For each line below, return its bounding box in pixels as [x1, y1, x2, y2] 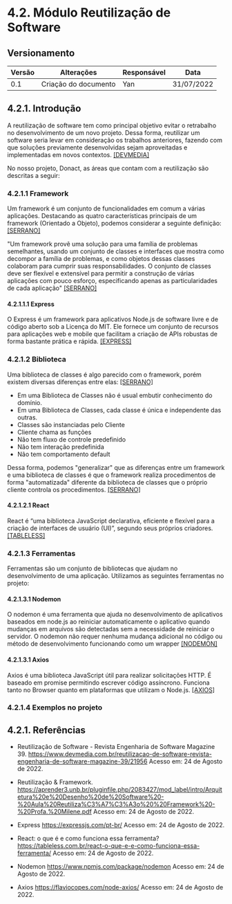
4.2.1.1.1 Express [7, 300, 55, 308]
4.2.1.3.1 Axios [7, 656, 50, 664]
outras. [17, 413, 38, 422]
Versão [10, 68, 35, 77]
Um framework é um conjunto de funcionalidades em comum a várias [7, 204, 206, 213]
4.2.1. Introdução [7, 102, 81, 115]
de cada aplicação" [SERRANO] [7, 284, 97, 292]
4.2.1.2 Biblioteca [7, 354, 67, 364]
